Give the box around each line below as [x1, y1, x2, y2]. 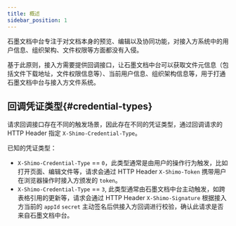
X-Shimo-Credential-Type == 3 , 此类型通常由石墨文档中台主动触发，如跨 [17, 185, 226, 193]
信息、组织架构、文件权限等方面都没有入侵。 [13, 45, 143, 54]
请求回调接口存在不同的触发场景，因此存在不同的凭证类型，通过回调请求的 [7, 120, 223, 129]
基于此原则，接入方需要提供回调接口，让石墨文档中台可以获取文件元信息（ [7, 60, 223, 69]
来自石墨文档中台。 [17, 211, 74, 220]
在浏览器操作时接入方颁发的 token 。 [17, 176, 122, 185]
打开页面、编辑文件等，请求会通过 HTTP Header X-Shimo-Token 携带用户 [17, 167, 227, 176]
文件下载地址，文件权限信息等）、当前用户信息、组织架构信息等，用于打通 [13, 69, 226, 78]
